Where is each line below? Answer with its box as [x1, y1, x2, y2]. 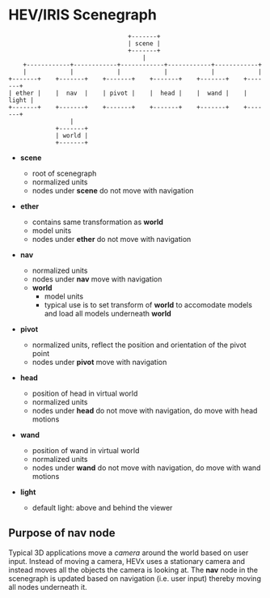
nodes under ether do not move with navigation [32, 234, 192, 244]
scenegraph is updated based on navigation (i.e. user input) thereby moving [8, 573, 261, 583]
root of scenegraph [32, 168, 97, 178]
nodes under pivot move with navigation [32, 357, 167, 367]
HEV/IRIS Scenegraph [8, 6, 158, 24]
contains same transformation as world [32, 217, 164, 227]
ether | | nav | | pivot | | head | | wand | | [15, 89, 248, 97]
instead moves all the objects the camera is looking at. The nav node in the [8, 565, 259, 575]
